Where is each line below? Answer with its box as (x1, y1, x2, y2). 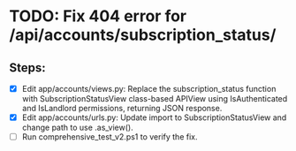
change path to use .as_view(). (21, 122, 134, 133)
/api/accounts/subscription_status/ (9, 25, 277, 45)
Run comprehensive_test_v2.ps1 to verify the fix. (21, 132, 198, 142)
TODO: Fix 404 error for (9, 6, 187, 26)
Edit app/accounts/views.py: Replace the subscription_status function (21, 84, 277, 94)
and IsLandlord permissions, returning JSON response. (21, 103, 223, 114)
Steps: (9, 60, 46, 75)
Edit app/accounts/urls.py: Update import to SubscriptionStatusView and (21, 112, 287, 123)
